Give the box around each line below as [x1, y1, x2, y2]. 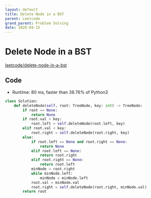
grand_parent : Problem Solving [5, 20, 69, 26]
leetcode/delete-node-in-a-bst [5, 62, 67, 68]
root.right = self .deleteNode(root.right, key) [31, 130, 130, 135]
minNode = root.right [31, 166, 75, 171]
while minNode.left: [31, 171, 73, 176]
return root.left [39, 162, 75, 167]
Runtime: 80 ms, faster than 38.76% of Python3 [12, 89, 108, 95]
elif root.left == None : [31, 148, 82, 153]
